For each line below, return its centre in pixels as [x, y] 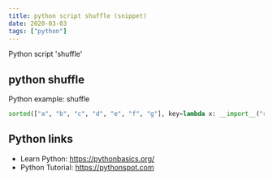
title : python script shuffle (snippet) [78, 16]
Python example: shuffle [49, 99]
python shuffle [47, 79]
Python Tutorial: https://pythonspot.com [87, 167]
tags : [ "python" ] [38, 31]
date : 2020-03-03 [38, 24]
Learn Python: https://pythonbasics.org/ [87, 158]
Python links [41, 139]
